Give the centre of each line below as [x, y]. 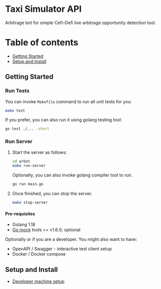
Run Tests [17, 91]
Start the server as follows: [40, 152]
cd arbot [21, 161]
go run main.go [28, 184]
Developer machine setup [38, 282]
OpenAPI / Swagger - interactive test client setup [62, 249]
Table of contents [42, 43]
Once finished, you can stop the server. [52, 194]
